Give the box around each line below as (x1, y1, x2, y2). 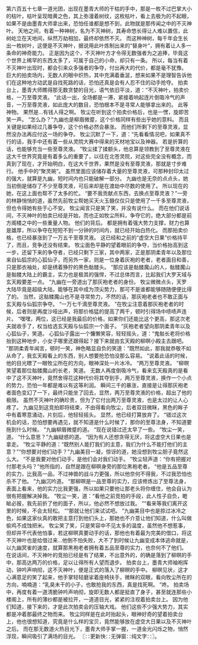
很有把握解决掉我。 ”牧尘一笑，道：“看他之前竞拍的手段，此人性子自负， (6, 493, 183, 499)
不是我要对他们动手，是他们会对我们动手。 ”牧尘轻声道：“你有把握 (25, 455, 187, 462)
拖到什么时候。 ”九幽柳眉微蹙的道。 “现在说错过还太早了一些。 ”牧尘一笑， (6, 426, 188, 433)
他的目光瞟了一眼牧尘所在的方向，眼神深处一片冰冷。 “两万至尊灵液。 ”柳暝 (6, 360, 190, 366)
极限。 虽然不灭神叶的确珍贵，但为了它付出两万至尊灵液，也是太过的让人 (6, 396, 183, 403)
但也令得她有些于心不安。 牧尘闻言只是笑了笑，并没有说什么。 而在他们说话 (6, 204, 190, 211)
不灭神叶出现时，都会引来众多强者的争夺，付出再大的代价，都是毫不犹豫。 (6, 64, 187, 71)
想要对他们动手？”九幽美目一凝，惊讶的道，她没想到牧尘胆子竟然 (26, 448, 184, 455)
